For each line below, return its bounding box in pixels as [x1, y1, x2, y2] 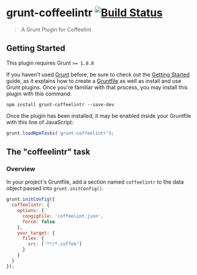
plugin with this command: [6, 90, 72, 97]
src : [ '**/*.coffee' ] [28, 241, 83, 247]
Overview [6, 165, 36, 173]
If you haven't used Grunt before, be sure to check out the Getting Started [6, 71, 190, 78]
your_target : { [17, 230, 55, 236]
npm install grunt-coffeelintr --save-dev [6, 101, 114, 107]
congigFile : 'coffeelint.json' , [22, 213, 104, 219]
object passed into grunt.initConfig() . [6, 185, 104, 192]
